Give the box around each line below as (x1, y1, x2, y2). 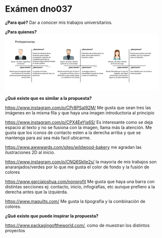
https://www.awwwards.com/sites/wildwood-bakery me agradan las (5, 145, 142, 150)
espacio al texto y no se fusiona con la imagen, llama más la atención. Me (5, 125, 152, 130)
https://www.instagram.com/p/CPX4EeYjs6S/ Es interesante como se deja (5, 119, 153, 125)
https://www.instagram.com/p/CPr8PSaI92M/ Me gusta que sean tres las (5, 105, 151, 110)
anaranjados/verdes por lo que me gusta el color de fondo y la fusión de (5, 164, 149, 170)
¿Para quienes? (5, 29, 37, 35)
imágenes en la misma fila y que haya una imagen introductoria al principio (5, 110, 155, 116)
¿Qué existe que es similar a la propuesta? (5, 95, 92, 101)
